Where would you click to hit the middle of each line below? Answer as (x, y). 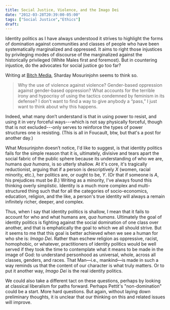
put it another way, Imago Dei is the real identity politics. (64, 271)
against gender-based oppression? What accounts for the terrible (86, 91)
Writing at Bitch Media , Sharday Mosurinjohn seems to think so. (72, 75)
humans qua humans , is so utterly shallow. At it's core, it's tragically (76, 164)
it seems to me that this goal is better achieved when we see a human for (82, 233)
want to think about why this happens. (58, 107)
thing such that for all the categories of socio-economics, (88, 191)
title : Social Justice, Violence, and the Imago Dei (62, 10)
